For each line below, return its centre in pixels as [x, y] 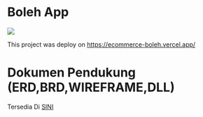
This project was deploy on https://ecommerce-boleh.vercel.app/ [101, 44]
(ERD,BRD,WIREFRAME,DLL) [91, 87]
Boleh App [38, 12]
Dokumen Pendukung [72, 73]
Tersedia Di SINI [30, 107]
